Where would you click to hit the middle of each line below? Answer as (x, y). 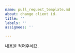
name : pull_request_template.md (37, 9)
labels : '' (16, 23)
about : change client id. (31, 14)
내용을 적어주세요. (22, 46)
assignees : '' (19, 27)
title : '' (15, 18)
